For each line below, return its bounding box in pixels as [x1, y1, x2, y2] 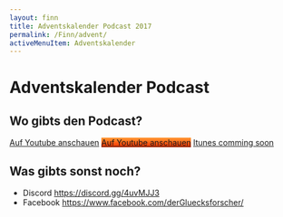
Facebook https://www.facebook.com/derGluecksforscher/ [22, 197, 244, 208]
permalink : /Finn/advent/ [9, 30, 107, 39]
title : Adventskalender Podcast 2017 [9, 22, 152, 31]
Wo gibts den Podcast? [9, 113, 143, 128]
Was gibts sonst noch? [9, 164, 141, 179]
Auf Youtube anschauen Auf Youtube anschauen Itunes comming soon [9, 137, 275, 148]
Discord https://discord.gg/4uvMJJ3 [22, 187, 161, 199]
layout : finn [9, 13, 59, 23]
